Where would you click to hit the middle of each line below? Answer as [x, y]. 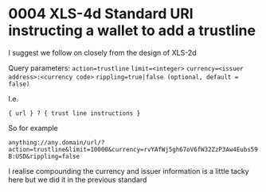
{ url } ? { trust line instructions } [74, 113]
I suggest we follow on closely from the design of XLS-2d [102, 52]
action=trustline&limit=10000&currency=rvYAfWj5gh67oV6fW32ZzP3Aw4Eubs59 [133, 149]
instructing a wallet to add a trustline [132, 31]
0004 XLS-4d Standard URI [101, 14]
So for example [33, 128]
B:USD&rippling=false [44, 156]
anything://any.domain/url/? [57, 142]
